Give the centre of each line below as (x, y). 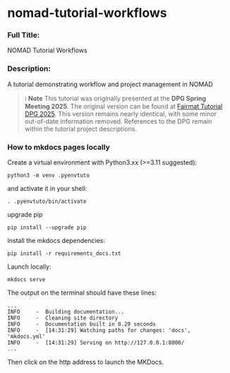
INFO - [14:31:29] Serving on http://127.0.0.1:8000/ (96, 343)
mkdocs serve (26, 280)
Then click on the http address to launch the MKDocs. (86, 362)
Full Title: (24, 35)
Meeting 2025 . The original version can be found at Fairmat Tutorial (123, 106)
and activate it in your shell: (47, 189)
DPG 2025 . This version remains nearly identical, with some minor (121, 114)
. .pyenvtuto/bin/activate (47, 202)
